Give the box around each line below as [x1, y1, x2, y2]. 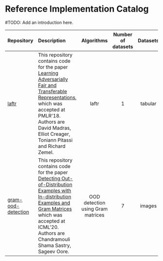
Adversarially [38, 75, 68, 82]
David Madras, [38, 124, 71, 131]
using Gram [81, 205, 108, 212]
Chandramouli [38, 236, 70, 242]
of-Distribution [38, 181, 73, 188]
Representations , [38, 94, 77, 101]
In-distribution [38, 193, 71, 200]
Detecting [38, 175, 61, 182]
